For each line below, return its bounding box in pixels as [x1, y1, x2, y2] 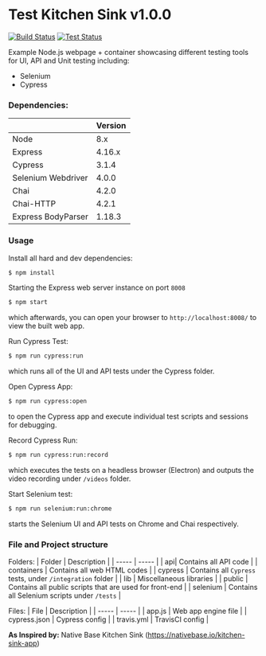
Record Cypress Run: [8, 435, 78, 445]
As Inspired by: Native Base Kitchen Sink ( [8, 631, 149, 640]
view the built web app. [8, 321, 85, 331]
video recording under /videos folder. [8, 474, 131, 483]
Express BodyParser [12, 211, 89, 222]
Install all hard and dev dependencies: [8, 253, 133, 263]
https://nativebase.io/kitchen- [147, 631, 245, 640]
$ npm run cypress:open [8, 397, 88, 405]
